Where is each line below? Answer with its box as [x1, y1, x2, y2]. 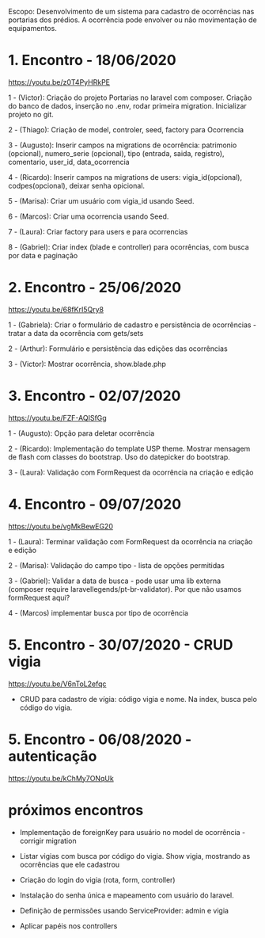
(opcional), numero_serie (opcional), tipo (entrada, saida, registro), [8, 148, 225, 158]
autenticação [8, 747, 97, 765]
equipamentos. [8, 24, 57, 32]
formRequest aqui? [8, 593, 70, 602]
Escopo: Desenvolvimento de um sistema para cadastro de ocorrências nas [8, 7, 255, 16]
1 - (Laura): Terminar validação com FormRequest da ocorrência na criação [8, 536, 253, 546]
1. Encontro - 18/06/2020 [8, 51, 176, 70]
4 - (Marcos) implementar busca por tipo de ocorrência [8, 608, 188, 617]
